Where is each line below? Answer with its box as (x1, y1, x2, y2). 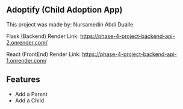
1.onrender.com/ (6, 57, 47, 64)
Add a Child (14, 96, 45, 104)
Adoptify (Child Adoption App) (6, 5, 123, 15)
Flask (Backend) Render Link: (6, 33, 79, 40)
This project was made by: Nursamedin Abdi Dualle (6, 20, 134, 28)
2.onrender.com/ (6, 39, 48, 46)
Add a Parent (14, 90, 48, 98)
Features (6, 75, 40, 85)
